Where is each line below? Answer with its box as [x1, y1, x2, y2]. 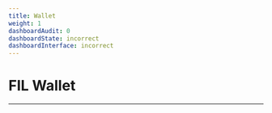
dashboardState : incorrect [8, 34, 100, 43]
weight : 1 [8, 19, 42, 27]
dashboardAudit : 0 [8, 27, 70, 35]
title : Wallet [8, 11, 57, 20]
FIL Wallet [8, 77, 76, 95]
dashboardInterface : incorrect [8, 42, 114, 50]
